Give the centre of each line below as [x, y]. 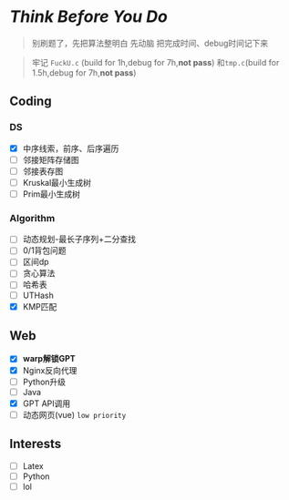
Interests [36, 444]
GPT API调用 [46, 403]
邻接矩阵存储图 [51, 159]
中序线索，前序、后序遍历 [71, 148]
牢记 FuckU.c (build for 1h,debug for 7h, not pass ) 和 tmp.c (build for [155, 62]
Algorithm [32, 218]
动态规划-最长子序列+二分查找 [79, 240]
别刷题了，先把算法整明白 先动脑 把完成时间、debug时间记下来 [150, 43]
